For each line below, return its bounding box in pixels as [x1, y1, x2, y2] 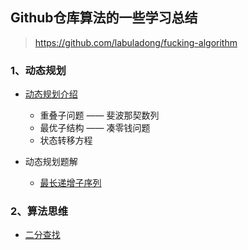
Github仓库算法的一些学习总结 [10, 9, 198, 27]
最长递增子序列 [39, 177, 102, 189]
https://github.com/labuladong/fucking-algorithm [34, 36, 238, 48]
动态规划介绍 [24, 88, 78, 100]
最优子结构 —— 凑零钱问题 [39, 122, 151, 134]
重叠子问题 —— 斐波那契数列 [39, 109, 160, 122]
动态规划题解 [24, 156, 78, 168]
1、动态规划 [10, 63, 67, 77]
